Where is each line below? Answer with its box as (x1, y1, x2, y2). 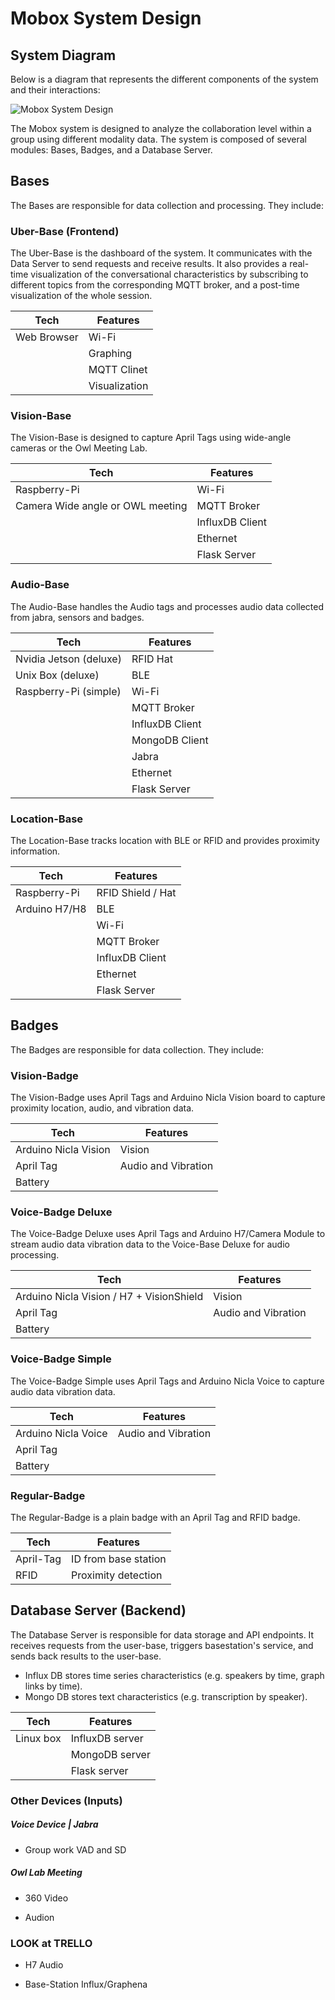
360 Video (24, 1892, 69, 1904)
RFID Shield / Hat (96, 886, 177, 899)
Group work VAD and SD (24, 1843, 127, 1856)
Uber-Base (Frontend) (10, 224, 120, 238)
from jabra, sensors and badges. (10, 611, 145, 623)
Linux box (15, 1731, 62, 1745)
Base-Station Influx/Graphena (24, 1978, 148, 1990)
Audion (24, 1911, 55, 1923)
